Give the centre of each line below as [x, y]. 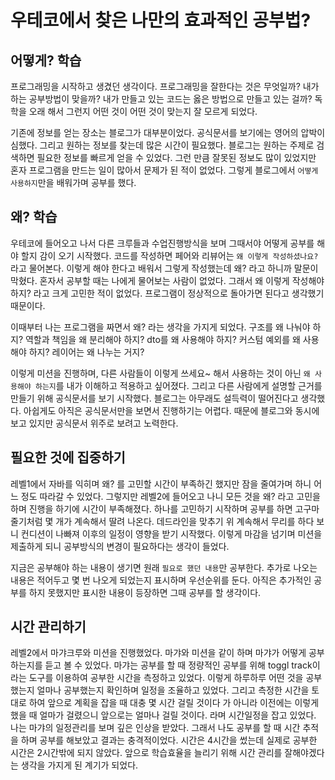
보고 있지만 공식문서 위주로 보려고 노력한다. [94, 423]
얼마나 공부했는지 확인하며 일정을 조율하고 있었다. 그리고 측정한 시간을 [173, 690]
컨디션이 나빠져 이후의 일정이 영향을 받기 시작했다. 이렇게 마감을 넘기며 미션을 [171, 533]
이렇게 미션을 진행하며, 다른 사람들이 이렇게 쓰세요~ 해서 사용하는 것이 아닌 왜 [160, 373]
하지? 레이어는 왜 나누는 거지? [86, 352]
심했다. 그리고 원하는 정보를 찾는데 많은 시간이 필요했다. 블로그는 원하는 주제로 [162, 145]
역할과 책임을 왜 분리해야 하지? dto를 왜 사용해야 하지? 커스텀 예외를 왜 [162, 339]
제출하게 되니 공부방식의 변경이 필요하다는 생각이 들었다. [120, 546]
